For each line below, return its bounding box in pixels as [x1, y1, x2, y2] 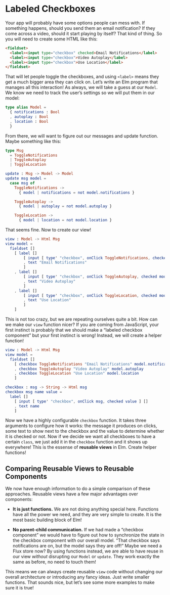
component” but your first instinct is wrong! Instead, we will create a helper [5, 332, 162, 339]
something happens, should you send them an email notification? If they [5, 25, 155, 31]
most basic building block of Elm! [12, 517, 82, 523]
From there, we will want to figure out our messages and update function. [5, 132, 158, 139]
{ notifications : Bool [10, 110, 60, 115]
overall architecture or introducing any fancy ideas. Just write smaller [5, 574, 150, 580]
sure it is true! [5, 585, 34, 591]
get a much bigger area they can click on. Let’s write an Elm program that [5, 79, 158, 85]
